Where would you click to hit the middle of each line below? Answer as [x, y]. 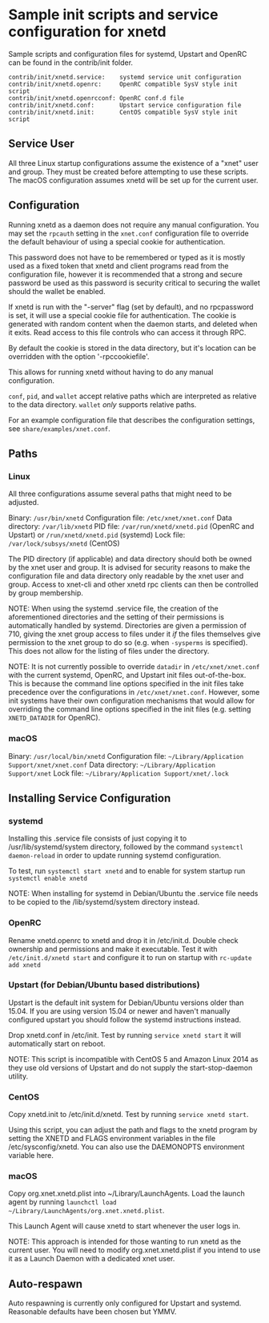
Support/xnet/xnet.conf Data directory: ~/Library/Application [112, 764]
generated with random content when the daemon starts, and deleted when [133, 324]
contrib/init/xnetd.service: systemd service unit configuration [125, 77]
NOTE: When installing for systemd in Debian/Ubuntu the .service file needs [133, 893]
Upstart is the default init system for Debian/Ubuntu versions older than [126, 1002]
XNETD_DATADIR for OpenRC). [54, 718]
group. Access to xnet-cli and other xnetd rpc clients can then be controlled [133, 585]
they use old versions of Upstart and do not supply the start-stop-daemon [130, 1067]
